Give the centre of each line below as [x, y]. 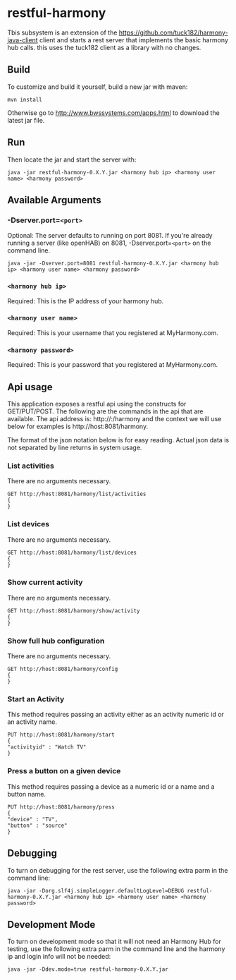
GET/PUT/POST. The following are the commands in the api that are [105, 411]
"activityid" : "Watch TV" [47, 747]
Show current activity [45, 582]
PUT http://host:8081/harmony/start [61, 735]
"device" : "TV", [33, 819]
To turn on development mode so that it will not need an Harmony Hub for [114, 942]
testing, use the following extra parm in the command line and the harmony [116, 949]
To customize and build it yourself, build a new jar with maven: [98, 87]
